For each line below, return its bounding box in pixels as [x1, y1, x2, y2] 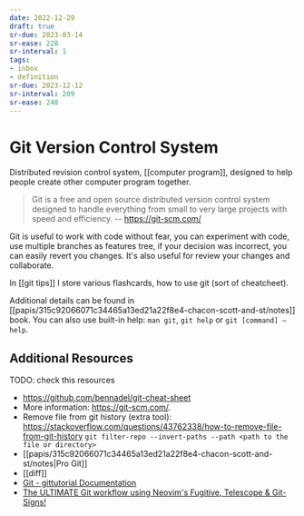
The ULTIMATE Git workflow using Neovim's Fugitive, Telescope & [22, 487, 270, 498]
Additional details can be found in [9, 295, 135, 306]
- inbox [9, 64, 39, 74]
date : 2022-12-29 [9, 13, 75, 23]
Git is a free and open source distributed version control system [31, 194, 270, 205]
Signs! [22, 497, 47, 508]
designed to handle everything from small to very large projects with [31, 203, 288, 214]
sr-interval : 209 [9, 89, 75, 98]
